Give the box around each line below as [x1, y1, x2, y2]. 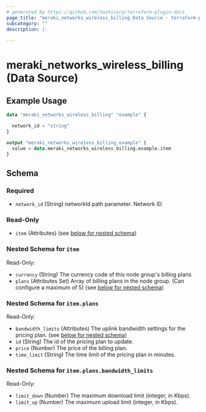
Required [6, 186, 34, 195]
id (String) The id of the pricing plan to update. [15, 338, 134, 345]
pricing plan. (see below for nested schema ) [15, 331, 128, 338]
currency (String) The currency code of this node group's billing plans [15, 270, 192, 278]
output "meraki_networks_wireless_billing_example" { [6, 139, 147, 146]
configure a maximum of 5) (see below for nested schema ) [15, 283, 164, 291]
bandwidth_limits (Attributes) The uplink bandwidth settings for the [15, 324, 186, 332]
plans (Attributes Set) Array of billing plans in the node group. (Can [15, 277, 185, 284]
